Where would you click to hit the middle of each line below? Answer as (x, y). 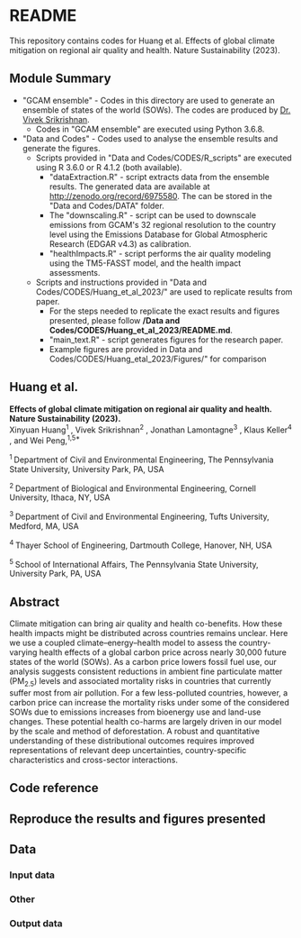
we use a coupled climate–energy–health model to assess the (123, 642)
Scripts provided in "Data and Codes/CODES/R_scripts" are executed (164, 158)
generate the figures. (61, 148)
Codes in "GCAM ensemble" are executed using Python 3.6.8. (150, 129)
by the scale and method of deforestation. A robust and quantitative (135, 731)
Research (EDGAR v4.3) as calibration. (120, 243)
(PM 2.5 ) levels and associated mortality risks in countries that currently (140, 682)
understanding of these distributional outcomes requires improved (132, 741)
